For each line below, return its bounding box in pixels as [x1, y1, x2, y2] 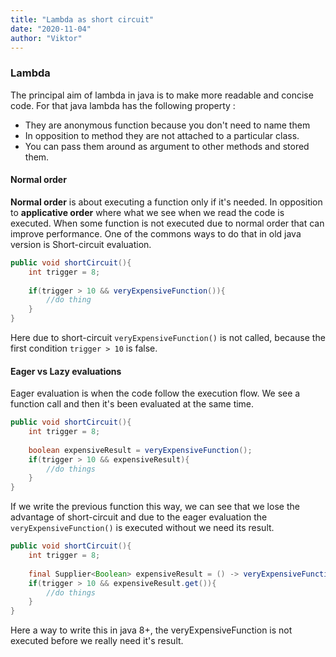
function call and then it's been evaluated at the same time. [10, 398, 255, 410]
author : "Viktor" [10, 33, 83, 43]
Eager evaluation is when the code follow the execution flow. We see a [10, 387, 301, 400]
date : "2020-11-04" [10, 24, 92, 34]
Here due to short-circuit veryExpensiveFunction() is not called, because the [10, 332, 326, 343]
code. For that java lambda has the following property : [10, 99, 236, 111]
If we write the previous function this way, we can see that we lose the [10, 501, 300, 513]
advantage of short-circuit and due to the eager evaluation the [10, 511, 268, 523]
